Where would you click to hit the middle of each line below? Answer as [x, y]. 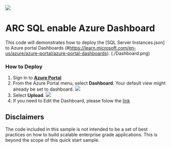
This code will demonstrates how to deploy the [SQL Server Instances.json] [85, 42]
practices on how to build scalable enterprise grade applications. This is [81, 135]
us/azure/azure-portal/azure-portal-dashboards [56, 53]
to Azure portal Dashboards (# [37, 48]
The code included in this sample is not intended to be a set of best [77, 129]
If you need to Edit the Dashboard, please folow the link [71, 101]
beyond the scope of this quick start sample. [53, 140]
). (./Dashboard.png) [129, 53]
